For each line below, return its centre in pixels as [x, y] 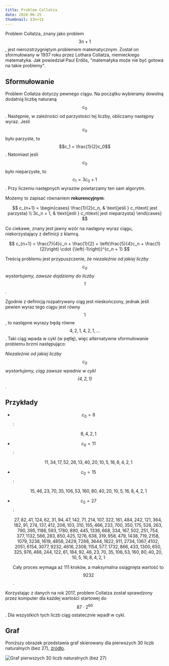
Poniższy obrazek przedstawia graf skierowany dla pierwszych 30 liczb [80, 643]
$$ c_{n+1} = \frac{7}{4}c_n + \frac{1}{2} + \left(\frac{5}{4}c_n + [76, 244]
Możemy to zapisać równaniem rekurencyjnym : [55, 198]
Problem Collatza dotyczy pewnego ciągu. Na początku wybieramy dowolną [84, 94]
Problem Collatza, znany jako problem [45, 34]
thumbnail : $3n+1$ [24, 19]
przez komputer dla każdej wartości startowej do [56, 598]
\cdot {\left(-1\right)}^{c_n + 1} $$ [95, 249]
